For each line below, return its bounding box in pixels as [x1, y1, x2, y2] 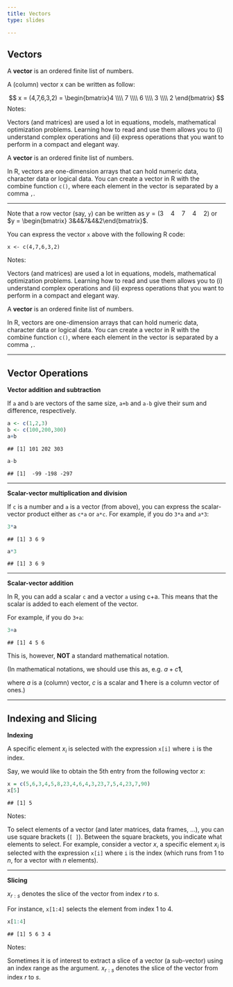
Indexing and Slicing [7, 712, 97, 724]
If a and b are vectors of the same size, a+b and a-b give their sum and [7, 399, 207, 407]
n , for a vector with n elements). [7, 856, 98, 865]
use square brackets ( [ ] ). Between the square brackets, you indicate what [7, 832, 223, 841]
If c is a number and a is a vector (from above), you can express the [7, 502, 200, 511]
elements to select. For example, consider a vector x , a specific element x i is [7, 840, 225, 850]
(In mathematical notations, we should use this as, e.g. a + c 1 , [7, 665, 183, 674]
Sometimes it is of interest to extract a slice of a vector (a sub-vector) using [7, 956, 223, 965]
